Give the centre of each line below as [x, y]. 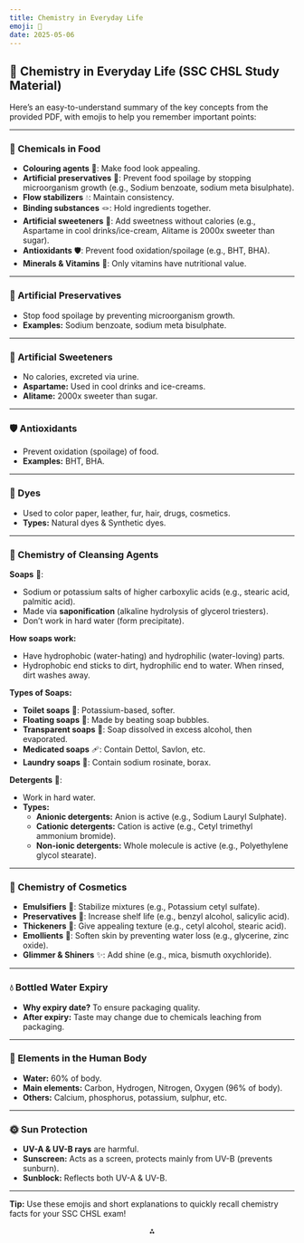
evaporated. [45, 738]
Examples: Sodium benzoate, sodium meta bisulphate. [124, 325]
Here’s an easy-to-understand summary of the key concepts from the [139, 107]
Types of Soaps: [41, 692]
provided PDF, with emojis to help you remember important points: [133, 117]
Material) [36, 86]
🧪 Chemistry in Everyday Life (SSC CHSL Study [145, 71]
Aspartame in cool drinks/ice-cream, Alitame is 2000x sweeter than [149, 231]
